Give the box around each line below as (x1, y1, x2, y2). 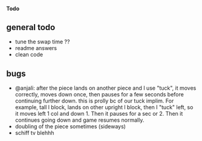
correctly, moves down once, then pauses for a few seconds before (15, 91, 184, 98)
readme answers (15, 45, 57, 52)
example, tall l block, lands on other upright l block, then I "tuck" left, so (15, 104, 194, 111)
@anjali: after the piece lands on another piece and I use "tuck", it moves (15, 84, 197, 92)
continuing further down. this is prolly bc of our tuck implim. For (15, 97, 174, 105)
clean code (15, 51, 44, 58)
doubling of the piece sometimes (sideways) (15, 123, 126, 130)
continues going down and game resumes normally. (15, 116, 145, 124)
